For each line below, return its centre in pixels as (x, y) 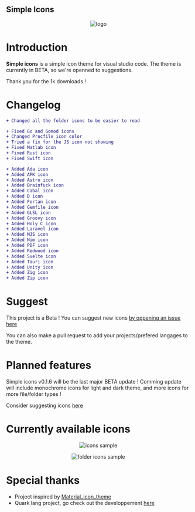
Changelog (33, 105)
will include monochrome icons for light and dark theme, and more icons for (97, 388)
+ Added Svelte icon (31, 256)
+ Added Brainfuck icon (35, 185)
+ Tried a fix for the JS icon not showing (60, 142)
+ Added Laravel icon (32, 229)
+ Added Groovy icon (31, 218)
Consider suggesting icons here (45, 406)
